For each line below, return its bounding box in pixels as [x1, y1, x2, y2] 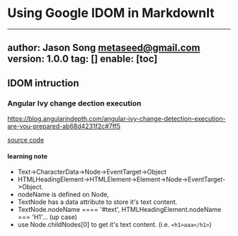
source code [7, 136, 45, 145]
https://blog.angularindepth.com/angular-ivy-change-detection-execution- [7, 115, 226, 123]
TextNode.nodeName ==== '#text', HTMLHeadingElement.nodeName [17, 206, 222, 214]
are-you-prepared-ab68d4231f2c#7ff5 [7, 122, 121, 130]
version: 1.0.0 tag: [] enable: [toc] [7, 53, 158, 65]
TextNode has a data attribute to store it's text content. [17, 198, 178, 206]
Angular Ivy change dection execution [7, 98, 142, 108]
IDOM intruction [7, 77, 79, 89]
